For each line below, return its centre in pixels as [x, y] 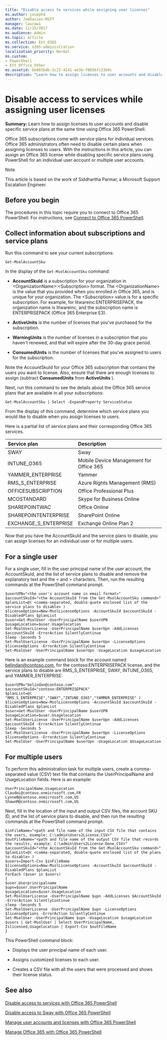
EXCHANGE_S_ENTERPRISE [41, 523]
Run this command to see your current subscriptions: [60, 253]
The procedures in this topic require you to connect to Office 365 [72, 212]
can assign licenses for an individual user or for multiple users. [69, 541]
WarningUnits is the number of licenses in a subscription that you [80, 338]
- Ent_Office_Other [25, 65]
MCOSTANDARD [27, 499]
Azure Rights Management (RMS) [117, 483]
